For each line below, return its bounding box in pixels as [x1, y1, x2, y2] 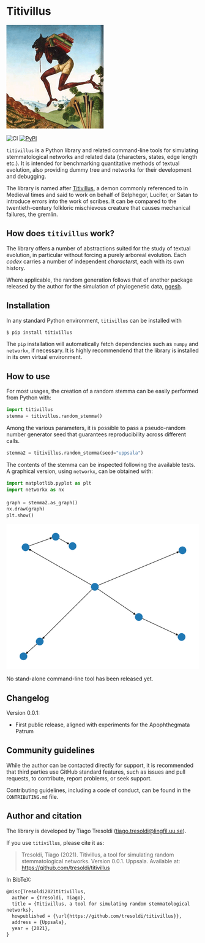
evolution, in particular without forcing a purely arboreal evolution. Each [6, 251, 187, 258]
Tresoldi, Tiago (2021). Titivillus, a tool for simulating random [21, 851, 174, 858]
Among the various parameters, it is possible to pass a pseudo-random [6, 425, 186, 431]
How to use [6, 371, 50, 382]
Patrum [15, 727, 34, 734]
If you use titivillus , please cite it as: [6, 839, 105, 846]
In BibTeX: [6, 876, 32, 883]
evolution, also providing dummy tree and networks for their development [6, 166, 192, 173]
